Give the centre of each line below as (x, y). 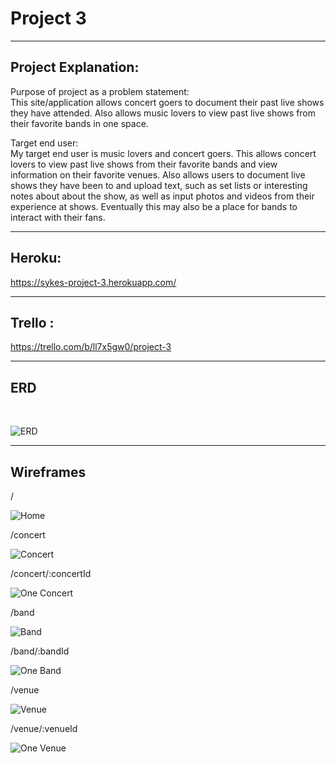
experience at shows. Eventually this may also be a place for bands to (154, 206)
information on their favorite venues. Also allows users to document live (158, 174)
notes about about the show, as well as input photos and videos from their (162, 196)
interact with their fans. (58, 217)
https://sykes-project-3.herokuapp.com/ (93, 282)
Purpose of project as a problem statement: (100, 91)
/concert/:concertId (51, 573)
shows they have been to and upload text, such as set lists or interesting (159, 185)
